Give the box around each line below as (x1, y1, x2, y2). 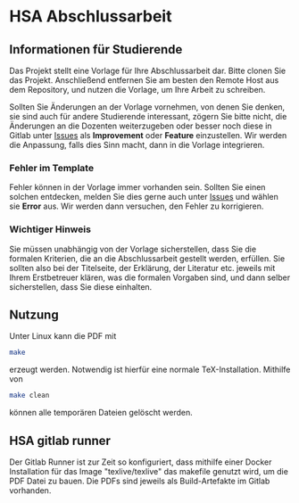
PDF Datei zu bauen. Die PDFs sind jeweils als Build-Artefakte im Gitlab (9, 475, 270, 486)
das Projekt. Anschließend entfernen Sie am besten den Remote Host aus (9, 75, 279, 86)
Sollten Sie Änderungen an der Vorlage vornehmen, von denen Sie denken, (9, 102, 286, 112)
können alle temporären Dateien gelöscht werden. (9, 408, 194, 418)
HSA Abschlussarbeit (9, 6, 172, 27)
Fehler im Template (9, 161, 95, 174)
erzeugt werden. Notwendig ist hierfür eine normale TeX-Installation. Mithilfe (9, 364, 291, 375)
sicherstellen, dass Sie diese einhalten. (9, 281, 153, 292)
